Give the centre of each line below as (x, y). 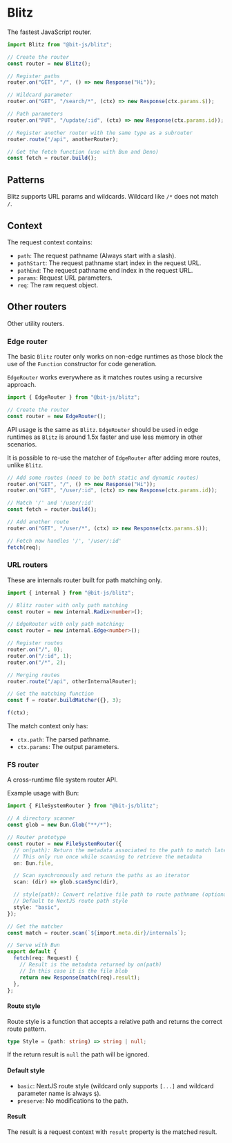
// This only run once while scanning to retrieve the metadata (108, 856)
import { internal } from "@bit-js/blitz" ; (71, 593)
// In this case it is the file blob (74, 971)
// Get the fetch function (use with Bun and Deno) (83, 152)
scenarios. (22, 444)
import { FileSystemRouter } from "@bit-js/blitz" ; (83, 806)
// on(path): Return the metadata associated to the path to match (113, 850)
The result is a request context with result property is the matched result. (112, 1132)
